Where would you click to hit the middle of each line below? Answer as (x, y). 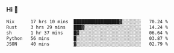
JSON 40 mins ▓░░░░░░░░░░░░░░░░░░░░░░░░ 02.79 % (87, 44)
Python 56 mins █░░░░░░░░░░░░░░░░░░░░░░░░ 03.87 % (87, 38)
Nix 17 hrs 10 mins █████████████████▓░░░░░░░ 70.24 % (87, 22)
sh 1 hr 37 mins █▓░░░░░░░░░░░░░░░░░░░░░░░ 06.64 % (87, 33)
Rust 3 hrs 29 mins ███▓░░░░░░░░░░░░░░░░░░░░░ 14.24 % (87, 27)
